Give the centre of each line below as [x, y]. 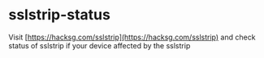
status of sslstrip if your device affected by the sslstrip [100, 45]
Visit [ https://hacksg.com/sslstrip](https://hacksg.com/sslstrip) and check [132, 37]
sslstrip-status [60, 15]
